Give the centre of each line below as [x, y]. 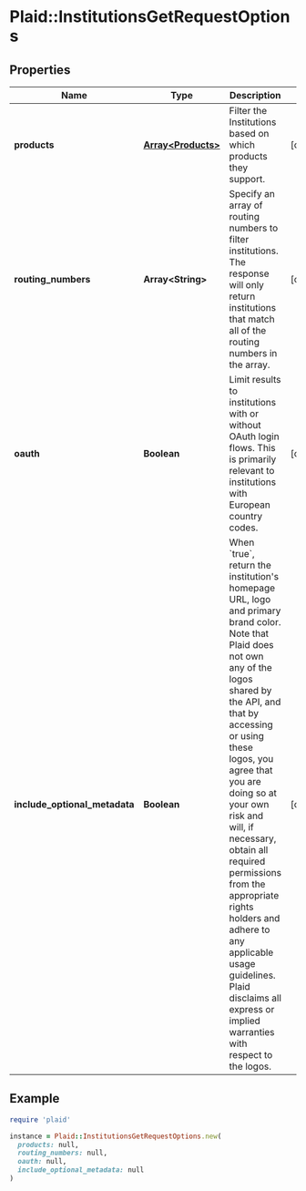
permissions [255, 873]
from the [247, 884]
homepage [252, 588]
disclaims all [255, 998]
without [245, 425]
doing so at [253, 793]
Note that [249, 633]
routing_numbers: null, [62, 1153]
